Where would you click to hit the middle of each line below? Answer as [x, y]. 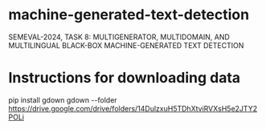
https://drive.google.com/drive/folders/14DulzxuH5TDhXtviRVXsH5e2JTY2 [133, 108]
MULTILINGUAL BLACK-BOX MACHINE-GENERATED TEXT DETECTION [126, 45]
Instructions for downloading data [125, 78]
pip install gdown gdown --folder [63, 100]
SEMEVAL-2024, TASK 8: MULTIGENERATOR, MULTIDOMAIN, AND [119, 37]
